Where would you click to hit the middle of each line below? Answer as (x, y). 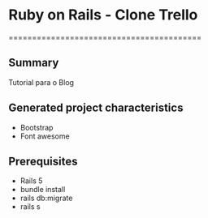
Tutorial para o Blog (41, 82)
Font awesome (45, 136)
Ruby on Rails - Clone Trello (103, 15)
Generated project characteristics (96, 108)
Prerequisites (43, 161)
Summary (34, 63)
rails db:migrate (46, 198)
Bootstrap (37, 127)
